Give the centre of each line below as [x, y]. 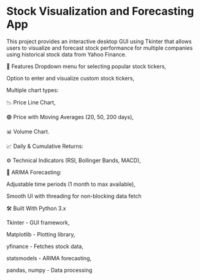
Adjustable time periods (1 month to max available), [71, 184]
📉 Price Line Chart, [31, 102]
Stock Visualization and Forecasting [100, 11]
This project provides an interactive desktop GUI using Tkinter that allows [99, 41]
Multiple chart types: [33, 90]
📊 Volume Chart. [28, 131]
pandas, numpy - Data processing [49, 270]
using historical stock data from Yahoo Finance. [67, 54]
